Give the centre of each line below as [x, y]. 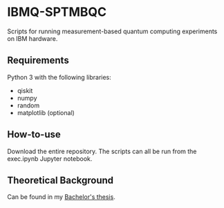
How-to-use [34, 135]
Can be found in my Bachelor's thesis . [61, 197]
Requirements [38, 61]
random [28, 105]
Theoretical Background [60, 180]
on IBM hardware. [32, 38]
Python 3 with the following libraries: [59, 77]
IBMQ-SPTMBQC [57, 12]
